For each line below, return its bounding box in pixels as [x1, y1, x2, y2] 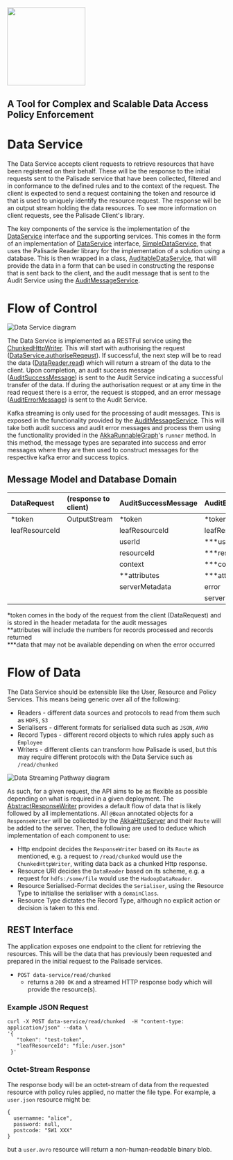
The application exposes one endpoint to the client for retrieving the [7, 942, 202, 950]
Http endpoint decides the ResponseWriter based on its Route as [17, 845, 200, 853]
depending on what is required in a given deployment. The [7, 794, 174, 803]
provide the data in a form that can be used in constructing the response [7, 261, 215, 270]
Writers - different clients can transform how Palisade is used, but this [17, 746, 217, 754]
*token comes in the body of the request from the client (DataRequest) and [7, 611, 222, 620]
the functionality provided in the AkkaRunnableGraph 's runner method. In [7, 431, 216, 440]
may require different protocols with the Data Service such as [17, 753, 193, 761]
